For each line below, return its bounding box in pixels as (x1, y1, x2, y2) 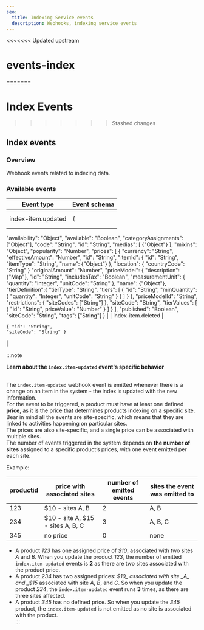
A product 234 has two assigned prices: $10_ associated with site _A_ (15, 572, 190, 580)
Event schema (72, 200, 115, 209)
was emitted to (150, 490, 194, 498)
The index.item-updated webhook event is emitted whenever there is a (6, 381, 183, 388)
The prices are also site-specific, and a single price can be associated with (6, 426, 194, 434)
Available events (6, 184, 56, 193)
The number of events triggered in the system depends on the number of (6, 439, 191, 446)
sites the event (150, 482, 194, 490)
